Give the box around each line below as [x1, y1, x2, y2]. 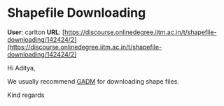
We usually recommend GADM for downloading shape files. [7, 77, 180, 85]
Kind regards [7, 91, 45, 99]
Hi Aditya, [7, 63, 36, 72]
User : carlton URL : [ [7, 28, 65, 36]
